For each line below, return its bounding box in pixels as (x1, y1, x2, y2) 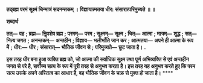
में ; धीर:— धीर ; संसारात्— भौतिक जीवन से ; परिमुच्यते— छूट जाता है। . (6, 44, 146, 51)
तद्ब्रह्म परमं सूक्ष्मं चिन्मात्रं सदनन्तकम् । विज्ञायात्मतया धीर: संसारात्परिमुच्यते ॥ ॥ (6, 6, 155, 13)
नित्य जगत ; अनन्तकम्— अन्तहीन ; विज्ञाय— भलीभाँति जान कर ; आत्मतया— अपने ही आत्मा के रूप (6, 37, 193, 44)
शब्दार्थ (6, 18, 19, 25)
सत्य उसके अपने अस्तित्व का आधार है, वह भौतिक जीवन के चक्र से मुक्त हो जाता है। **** (6, 70, 173, 76)
